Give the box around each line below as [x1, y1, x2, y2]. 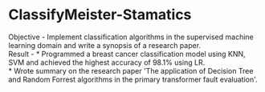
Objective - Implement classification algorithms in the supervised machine [8, 32, 255, 42]
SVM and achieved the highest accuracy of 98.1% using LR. [8, 58, 206, 67]
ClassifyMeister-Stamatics [8, 6, 192, 24]
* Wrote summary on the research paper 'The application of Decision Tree [8, 66, 254, 75]
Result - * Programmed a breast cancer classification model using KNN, [8, 49, 247, 58]
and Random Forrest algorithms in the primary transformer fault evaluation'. [8, 74, 259, 84]
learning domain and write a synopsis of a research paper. [8, 40, 202, 50]
